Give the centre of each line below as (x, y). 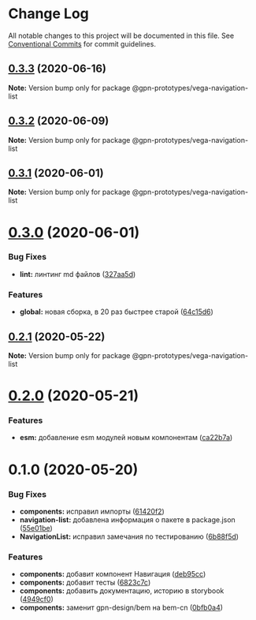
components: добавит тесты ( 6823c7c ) (85, 583)
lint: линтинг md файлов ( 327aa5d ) (78, 274)
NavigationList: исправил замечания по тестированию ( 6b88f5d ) (129, 536)
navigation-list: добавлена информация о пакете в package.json (128, 519)
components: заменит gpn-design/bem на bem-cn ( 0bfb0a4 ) (121, 607)
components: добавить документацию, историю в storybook (122, 591)
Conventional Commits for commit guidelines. (82, 43)
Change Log (48, 14)
